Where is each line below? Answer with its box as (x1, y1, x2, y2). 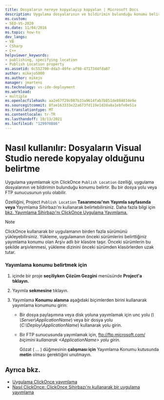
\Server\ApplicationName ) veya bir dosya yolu (19, 317, 113, 323)
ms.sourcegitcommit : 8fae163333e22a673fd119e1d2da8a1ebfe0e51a (5, 103, 137, 108)
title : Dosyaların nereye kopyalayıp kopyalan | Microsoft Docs (5, 7, 139, 12)
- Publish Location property (5, 62, 64, 67)
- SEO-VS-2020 (5, 21, 34, 26)
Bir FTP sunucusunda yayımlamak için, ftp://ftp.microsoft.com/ (19, 331, 145, 337)
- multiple (5, 94, 27, 99)
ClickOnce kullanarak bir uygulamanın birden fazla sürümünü (5, 228, 128, 234)
